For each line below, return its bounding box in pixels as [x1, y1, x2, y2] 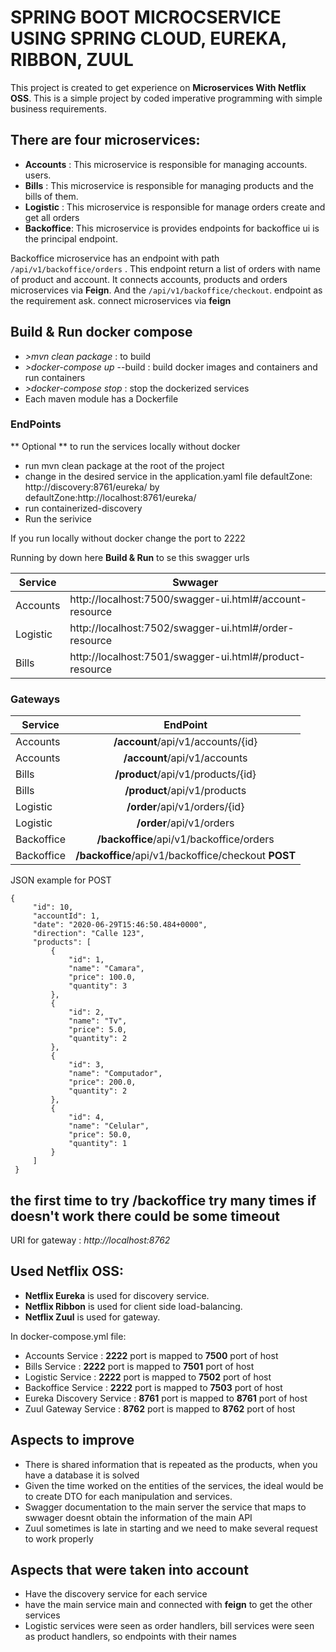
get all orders [24, 211, 80, 223]
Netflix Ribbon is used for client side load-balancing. [24, 1300, 243, 1312]
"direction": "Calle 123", [32, 929, 145, 939]
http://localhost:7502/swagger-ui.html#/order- [69, 621, 295, 635]
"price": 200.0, [68, 1077, 137, 1088]
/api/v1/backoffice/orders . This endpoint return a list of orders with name [10, 262, 321, 275]
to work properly [24, 1532, 94, 1545]
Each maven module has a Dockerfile [24, 392, 179, 405]
